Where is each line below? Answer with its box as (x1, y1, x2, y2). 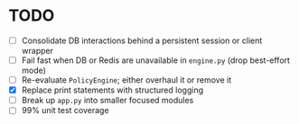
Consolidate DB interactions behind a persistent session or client (21, 35, 263, 46)
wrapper (21, 46, 53, 56)
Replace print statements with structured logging (21, 84, 204, 95)
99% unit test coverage (21, 105, 109, 116)
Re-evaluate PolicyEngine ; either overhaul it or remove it (21, 75, 232, 85)
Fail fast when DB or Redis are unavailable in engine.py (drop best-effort (21, 55, 291, 66)
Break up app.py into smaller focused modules (21, 95, 194, 106)
